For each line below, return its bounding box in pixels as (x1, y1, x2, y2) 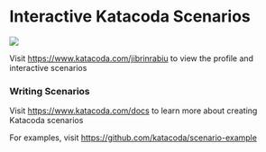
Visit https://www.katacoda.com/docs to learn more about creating (9, 105, 258, 116)
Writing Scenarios (9, 85, 90, 97)
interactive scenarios (9, 62, 87, 73)
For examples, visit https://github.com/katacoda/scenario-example (9, 132, 257, 143)
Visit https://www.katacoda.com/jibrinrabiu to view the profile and (9, 52, 254, 64)
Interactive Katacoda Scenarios (9, 6, 251, 27)
